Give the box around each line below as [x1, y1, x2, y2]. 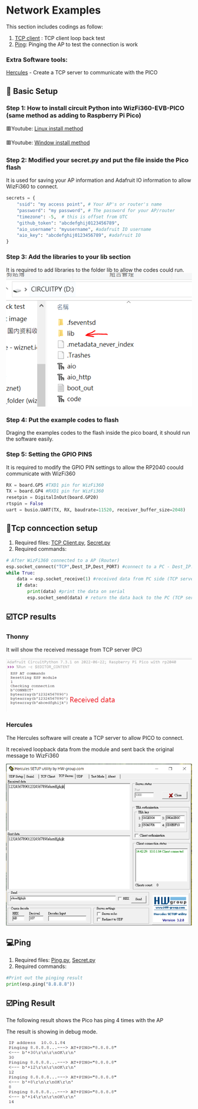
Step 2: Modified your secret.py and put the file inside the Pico [6, 156, 189, 164]
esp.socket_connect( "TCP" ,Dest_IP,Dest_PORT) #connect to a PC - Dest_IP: [6, 563, 194, 570]
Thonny [6, 632, 29, 641]
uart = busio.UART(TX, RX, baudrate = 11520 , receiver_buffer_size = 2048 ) [6, 507, 186, 513]
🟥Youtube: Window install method [6, 139, 90, 146]
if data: [16, 582, 38, 588]
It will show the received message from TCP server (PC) [6, 646, 143, 653]
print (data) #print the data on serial [27, 589, 126, 595]
